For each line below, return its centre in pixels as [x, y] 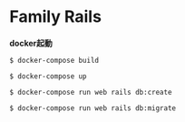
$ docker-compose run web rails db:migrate [93, 108]
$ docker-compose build [54, 60]
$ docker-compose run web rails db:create [91, 92]
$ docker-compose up [49, 76]
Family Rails [56, 17]
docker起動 [31, 43]
